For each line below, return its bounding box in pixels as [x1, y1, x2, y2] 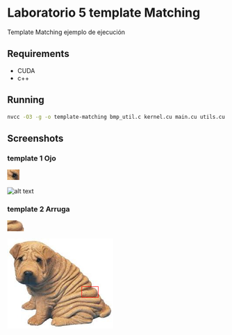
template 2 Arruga [7, 204, 71, 214]
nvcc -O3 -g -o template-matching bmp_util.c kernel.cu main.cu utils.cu [7, 113, 226, 120]
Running [7, 94, 45, 106]
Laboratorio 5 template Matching [7, 5, 201, 21]
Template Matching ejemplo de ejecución [7, 28, 126, 36]
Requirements [7, 48, 69, 60]
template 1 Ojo [7, 153, 57, 163]
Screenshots [7, 132, 64, 144]
